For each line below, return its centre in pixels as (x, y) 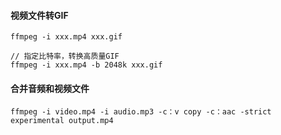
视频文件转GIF (39, 15)
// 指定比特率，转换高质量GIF (65, 56)
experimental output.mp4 (62, 121)
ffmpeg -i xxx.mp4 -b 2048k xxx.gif (86, 65)
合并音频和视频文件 (50, 88)
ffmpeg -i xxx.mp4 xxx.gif (66, 37)
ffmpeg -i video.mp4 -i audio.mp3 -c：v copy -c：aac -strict (141, 112)
